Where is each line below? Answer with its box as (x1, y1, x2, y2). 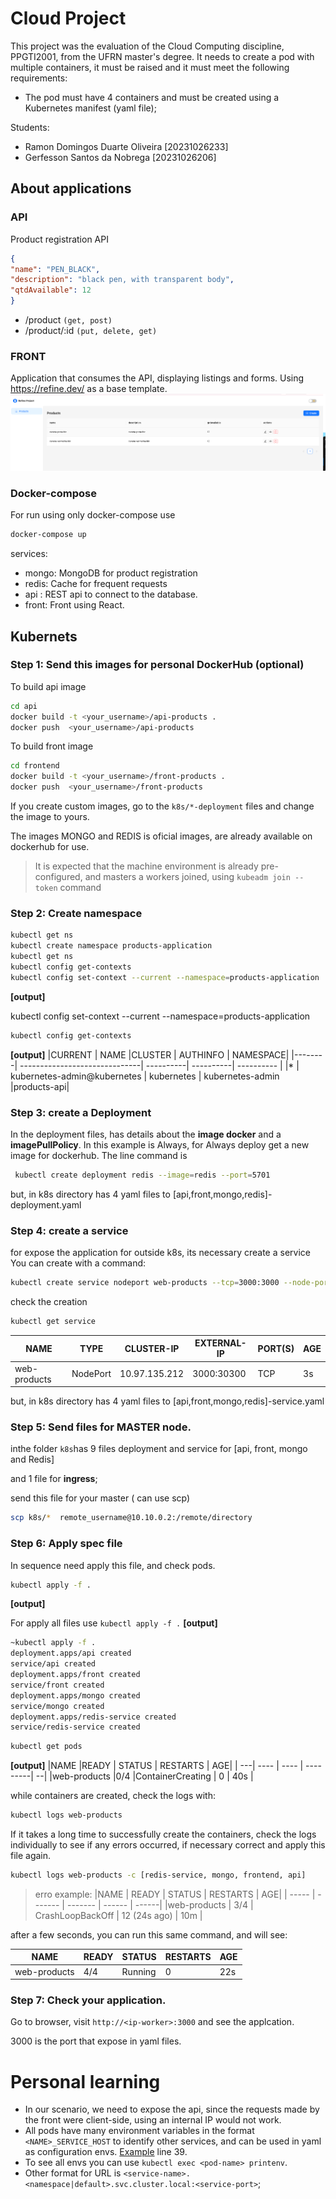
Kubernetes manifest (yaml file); (24, 102, 157, 114)
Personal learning (10, 2070, 161, 2093)
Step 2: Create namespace (10, 907, 143, 920)
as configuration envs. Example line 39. (24, 2146, 188, 2158)
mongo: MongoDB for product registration (24, 567, 198, 579)
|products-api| (10, 1080, 70, 1092)
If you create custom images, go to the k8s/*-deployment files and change (10, 800, 315, 812)
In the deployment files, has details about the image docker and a (10, 1128, 282, 1140)
